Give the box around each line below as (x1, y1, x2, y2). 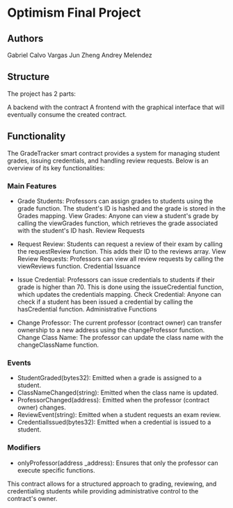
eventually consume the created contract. (7, 110, 127, 119)
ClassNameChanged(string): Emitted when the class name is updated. (17, 388, 219, 397)
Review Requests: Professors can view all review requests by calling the (17, 254, 224, 263)
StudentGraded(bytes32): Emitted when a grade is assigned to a (17, 374, 202, 382)
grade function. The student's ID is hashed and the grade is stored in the (17, 204, 226, 213)
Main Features (7, 181, 57, 190)
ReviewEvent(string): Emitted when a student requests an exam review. (17, 411, 221, 419)
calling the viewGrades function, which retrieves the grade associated (17, 219, 218, 227)
